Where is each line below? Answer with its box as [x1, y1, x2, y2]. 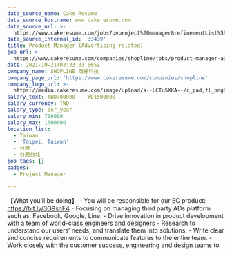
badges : [7, 164, 30, 171]
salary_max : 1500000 [7, 119, 67, 126]
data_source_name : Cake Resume [7, 10, 97, 17]
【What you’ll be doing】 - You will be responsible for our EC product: [7, 196, 206, 204]
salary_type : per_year [7, 106, 72, 113]
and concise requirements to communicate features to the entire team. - [7, 233, 213, 242]
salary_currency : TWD [7, 100, 70, 107]
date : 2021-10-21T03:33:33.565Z [7, 61, 100, 68]
